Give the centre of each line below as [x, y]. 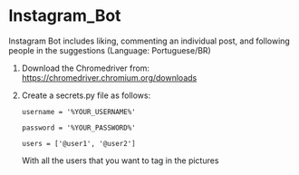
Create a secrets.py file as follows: [86, 95]
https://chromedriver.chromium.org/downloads [109, 77]
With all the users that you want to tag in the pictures [120, 160]
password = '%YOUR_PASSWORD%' [79, 128]
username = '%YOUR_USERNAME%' [79, 112]
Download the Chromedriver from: [86, 68]
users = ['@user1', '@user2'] [79, 143]
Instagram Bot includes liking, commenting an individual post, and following [149, 41]
